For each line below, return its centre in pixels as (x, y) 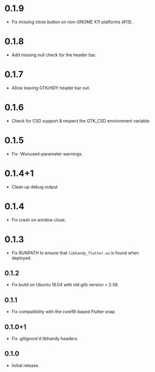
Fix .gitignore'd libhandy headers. (45, 338)
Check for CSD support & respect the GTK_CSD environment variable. (81, 121)
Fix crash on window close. (39, 220)
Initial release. (25, 365)
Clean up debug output (35, 186)
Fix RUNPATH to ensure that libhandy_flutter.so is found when (75, 253)
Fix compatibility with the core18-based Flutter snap (63, 312)
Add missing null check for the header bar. (54, 55)
